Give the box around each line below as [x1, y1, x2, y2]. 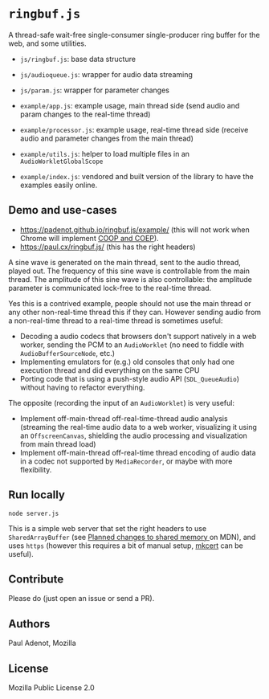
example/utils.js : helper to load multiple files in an [19, 149, 190, 158]
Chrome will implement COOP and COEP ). [19, 233, 159, 243]
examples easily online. [19, 180, 98, 190]
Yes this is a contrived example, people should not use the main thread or [8, 298, 251, 308]
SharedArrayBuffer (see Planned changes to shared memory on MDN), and [8, 532, 256, 542]
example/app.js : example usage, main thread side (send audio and [19, 100, 240, 110]
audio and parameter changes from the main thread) [19, 133, 194, 143]
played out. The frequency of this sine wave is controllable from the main [8, 266, 251, 276]
